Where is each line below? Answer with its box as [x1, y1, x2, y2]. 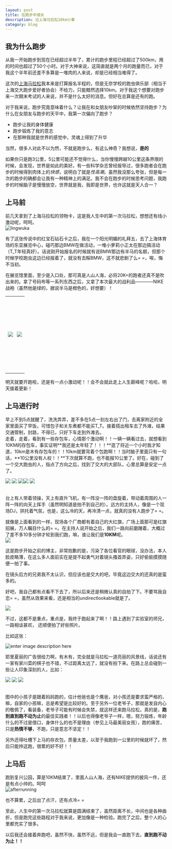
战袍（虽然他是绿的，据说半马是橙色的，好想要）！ [5, 285, 113, 291]
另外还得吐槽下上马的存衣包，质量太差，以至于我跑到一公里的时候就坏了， [5, 737, 162, 743]
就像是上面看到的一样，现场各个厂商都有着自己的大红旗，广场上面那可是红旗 [5, 519, 167, 525]
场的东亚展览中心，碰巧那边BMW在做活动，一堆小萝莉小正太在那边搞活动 [5, 242, 160, 248]
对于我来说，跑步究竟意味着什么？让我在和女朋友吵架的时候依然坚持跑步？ [5, 104, 162, 110]
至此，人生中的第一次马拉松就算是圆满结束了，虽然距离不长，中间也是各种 [5, 807, 162, 814]
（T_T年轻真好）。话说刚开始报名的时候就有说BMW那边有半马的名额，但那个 [5, 248, 165, 254]
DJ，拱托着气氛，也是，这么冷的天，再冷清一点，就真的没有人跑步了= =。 [9, 507, 166, 514]
